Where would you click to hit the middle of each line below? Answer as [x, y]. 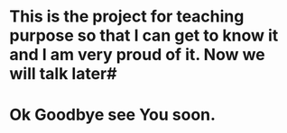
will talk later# [63, 74]
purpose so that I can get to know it [144, 35]
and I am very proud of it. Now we [138, 55]
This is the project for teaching [127, 17]
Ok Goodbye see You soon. [113, 115]
